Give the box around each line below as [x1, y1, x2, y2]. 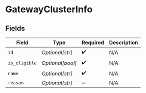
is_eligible [8, 60, 37, 66]
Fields [5, 24, 26, 33]
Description [109, 39, 138, 46]
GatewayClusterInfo [5, 4, 93, 15]
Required [81, 39, 105, 46]
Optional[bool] [41, 59, 77, 66]
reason [8, 80, 24, 85]
